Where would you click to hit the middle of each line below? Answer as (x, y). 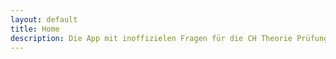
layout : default (44, 19)
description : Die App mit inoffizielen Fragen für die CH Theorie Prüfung (169, 38)
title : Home (35, 29)
